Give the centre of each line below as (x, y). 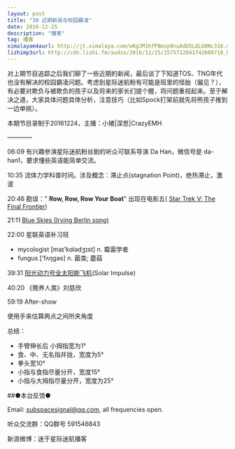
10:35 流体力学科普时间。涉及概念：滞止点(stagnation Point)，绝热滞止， (112, 175)
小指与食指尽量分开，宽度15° (59, 371)
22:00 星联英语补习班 (38, 234)
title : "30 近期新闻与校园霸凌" (50, 20)
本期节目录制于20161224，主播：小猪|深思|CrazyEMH (85, 123)
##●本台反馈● (29, 395)
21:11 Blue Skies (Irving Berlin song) (58, 220)
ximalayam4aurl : (31, 46)
